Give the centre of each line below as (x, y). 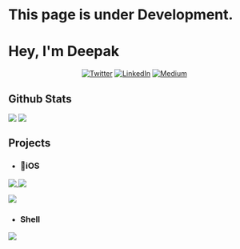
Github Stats (40, 99)
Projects (30, 143)
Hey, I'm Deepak (64, 52)
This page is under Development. (121, 15)
